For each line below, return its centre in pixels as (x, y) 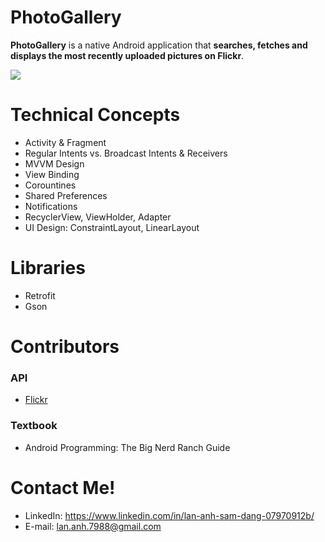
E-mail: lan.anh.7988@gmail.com (93, 526)
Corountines (50, 185)
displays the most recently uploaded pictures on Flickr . (127, 55)
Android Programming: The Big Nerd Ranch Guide (127, 447)
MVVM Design (54, 163)
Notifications (51, 206)
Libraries (48, 268)
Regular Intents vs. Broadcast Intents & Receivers (126, 153)
